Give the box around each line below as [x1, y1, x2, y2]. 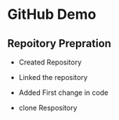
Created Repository [18, 57, 82, 67]
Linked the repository [18, 73, 88, 82]
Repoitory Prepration [7, 37, 111, 50]
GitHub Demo [7, 5, 97, 24]
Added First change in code [18, 88, 109, 97]
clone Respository [18, 104, 78, 112]
